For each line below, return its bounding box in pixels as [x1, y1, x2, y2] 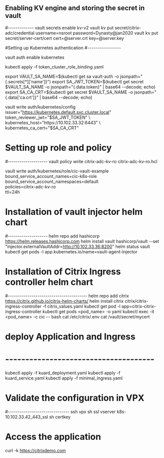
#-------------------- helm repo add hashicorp [5, 233, 100, 239]
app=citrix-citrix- [121, 303, 156, 309]
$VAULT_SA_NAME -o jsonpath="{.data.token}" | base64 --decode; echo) [5, 84, 156, 90]
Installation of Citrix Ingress [5, 266, 121, 277]
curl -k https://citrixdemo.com [5, 447, 66, 453]
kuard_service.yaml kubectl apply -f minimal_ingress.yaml [5, 375, 123, 381]
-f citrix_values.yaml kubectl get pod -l [42, 303, 121, 309]
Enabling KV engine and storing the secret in [5, 4, 145, 12]
